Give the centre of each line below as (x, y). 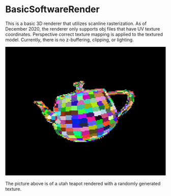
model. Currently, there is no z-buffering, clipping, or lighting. (69, 40)
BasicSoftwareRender (53, 9)
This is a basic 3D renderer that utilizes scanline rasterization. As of (76, 23)
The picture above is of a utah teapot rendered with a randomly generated (83, 183)
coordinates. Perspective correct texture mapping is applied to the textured (84, 34)
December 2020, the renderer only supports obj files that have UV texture (83, 29)
